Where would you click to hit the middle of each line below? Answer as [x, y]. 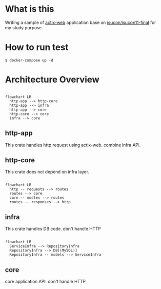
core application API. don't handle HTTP [46, 282]
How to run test [37, 48]
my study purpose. [24, 27]
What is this [30, 9]
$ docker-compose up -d [29, 60]
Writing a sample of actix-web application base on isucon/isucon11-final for [80, 22]
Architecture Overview [52, 80]
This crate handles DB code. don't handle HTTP [53, 229]
